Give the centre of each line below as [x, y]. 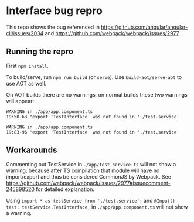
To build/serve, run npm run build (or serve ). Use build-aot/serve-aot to [94, 77]
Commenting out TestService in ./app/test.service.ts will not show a [91, 164]
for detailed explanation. [65, 189]
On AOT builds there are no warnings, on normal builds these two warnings [97, 94]
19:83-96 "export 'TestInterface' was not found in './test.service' [93, 132]
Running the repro [40, 52]
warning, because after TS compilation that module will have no [83, 170]
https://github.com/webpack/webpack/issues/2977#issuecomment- [89, 183]
